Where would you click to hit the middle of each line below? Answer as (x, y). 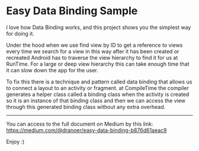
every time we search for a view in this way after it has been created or (93, 51)
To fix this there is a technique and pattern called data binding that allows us (99, 82)
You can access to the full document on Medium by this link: (80, 124)
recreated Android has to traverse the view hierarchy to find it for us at (92, 57)
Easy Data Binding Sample (72, 11)
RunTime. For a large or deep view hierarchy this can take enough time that (98, 64)
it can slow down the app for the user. (52, 70)
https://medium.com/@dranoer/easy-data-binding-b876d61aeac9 (86, 130)
